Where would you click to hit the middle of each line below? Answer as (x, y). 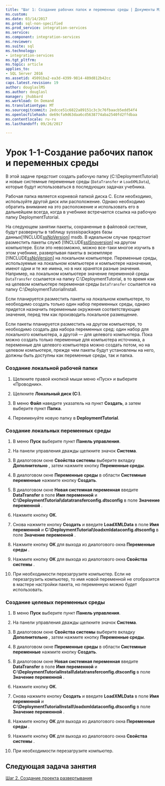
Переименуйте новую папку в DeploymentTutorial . (66, 418)
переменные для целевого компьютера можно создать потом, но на (78, 345)
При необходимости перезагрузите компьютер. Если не (72, 574)
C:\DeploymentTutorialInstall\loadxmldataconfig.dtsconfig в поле (82, 707)
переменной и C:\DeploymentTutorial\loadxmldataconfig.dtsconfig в (85, 530)
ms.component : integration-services (43, 37)
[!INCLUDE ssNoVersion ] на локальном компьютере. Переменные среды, (82, 258)
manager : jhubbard (24, 96)
